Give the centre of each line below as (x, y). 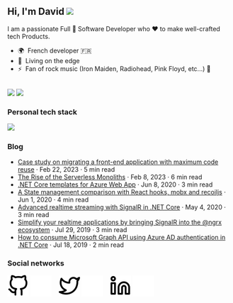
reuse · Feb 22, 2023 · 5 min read (66, 170)
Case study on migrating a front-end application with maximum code (118, 162)
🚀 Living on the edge (49, 60)
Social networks (36, 263)
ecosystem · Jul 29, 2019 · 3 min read (72, 230)
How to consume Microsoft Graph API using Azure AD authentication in (121, 238)
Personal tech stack (42, 111)
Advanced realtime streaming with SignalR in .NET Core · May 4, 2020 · (122, 207)
